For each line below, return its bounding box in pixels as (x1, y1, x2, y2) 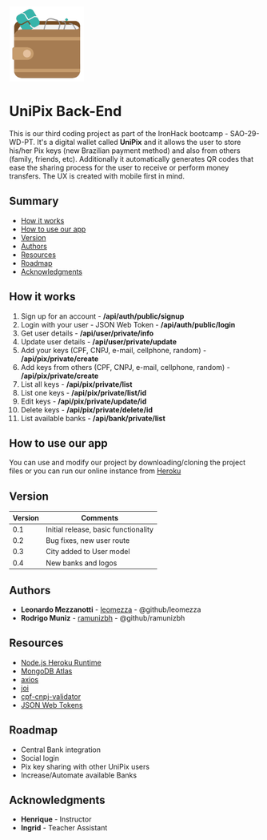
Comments (80, 512, 119, 522)
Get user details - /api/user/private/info (20, 328, 154, 338)
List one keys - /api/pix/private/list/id (20, 388, 147, 397)
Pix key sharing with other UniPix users (20, 762, 150, 771)
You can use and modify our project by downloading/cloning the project (9, 458, 246, 468)
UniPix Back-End (9, 102, 122, 121)
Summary (9, 195, 59, 208)
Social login (20, 753, 59, 762)
